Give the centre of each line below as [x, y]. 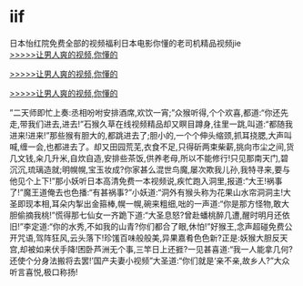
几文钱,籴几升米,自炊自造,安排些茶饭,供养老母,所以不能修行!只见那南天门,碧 [149, 158]
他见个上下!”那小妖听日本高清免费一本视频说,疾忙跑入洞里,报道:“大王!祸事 [146, 180]
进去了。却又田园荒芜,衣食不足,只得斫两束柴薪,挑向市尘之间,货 [178, 147]
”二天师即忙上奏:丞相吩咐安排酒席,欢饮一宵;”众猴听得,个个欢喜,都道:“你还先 [149, 112]
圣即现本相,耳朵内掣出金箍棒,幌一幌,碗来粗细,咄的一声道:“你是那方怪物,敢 [146, 203]
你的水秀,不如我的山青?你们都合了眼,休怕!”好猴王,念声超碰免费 [168, 226]
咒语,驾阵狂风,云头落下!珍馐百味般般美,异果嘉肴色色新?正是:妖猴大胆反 [148, 238]
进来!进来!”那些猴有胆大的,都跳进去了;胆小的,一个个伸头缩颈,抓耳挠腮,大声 [147, 135]
